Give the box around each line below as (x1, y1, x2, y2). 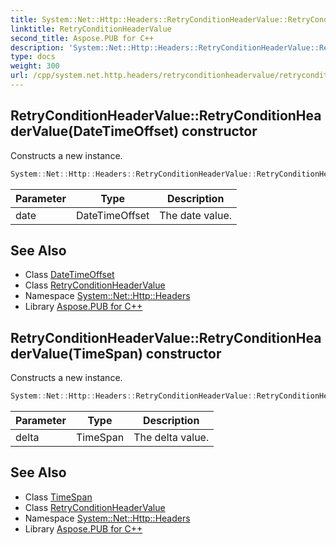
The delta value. (133, 431, 210, 445)
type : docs (10, 52, 56, 62)
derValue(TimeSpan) (10, 345, 143, 362)
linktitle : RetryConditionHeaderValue (10, 24, 172, 34)
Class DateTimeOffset (24, 269, 115, 281)
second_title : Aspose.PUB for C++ (10, 33, 155, 43)
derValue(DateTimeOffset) (10, 123, 180, 140)
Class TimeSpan (24, 491, 93, 503)
